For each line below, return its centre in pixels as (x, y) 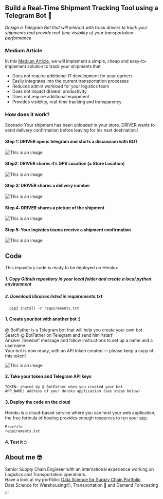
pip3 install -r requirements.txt (44, 308)
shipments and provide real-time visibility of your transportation (69, 33)
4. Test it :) (16, 442)
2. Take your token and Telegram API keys (48, 376)
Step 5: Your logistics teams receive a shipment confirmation (68, 230)
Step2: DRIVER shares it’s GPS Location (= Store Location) (65, 164)
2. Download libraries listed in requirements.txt (54, 296)
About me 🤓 (24, 457)
